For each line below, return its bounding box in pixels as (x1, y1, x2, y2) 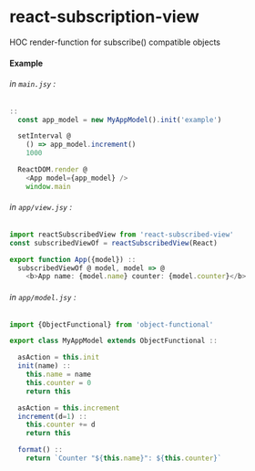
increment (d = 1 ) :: (17, 412, 88, 421)
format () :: (17, 445, 64, 455)
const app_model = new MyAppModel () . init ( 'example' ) (17, 115, 222, 124)
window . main (25, 182, 71, 191)
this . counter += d (25, 420, 96, 430)
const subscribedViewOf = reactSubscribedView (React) (9, 238, 219, 247)
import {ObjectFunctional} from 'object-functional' (9, 319, 214, 330)
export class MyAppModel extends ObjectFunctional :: (9, 336, 219, 346)
